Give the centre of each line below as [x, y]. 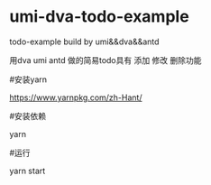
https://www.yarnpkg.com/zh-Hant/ [76, 97]
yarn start [28, 171]
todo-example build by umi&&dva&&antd [84, 42]
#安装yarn [28, 79]
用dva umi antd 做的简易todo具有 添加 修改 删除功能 [105, 60]
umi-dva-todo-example [99, 17]
